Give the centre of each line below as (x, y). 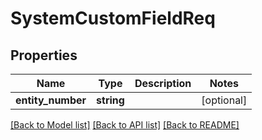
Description (163, 83)
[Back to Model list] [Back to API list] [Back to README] (125, 125)
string (110, 100)
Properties (44, 55)
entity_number (51, 100)
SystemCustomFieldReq (113, 18)
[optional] (224, 100)
